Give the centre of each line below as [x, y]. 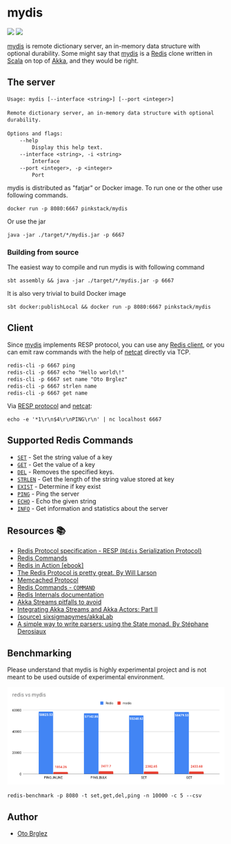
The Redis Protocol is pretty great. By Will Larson [87, 573]
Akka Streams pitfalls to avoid [59, 602]
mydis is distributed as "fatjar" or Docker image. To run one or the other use [115, 188]
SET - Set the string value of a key [64, 457]
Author [22, 817]
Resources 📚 [37, 531]
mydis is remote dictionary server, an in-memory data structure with [104, 46]
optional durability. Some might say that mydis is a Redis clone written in [110, 53]
